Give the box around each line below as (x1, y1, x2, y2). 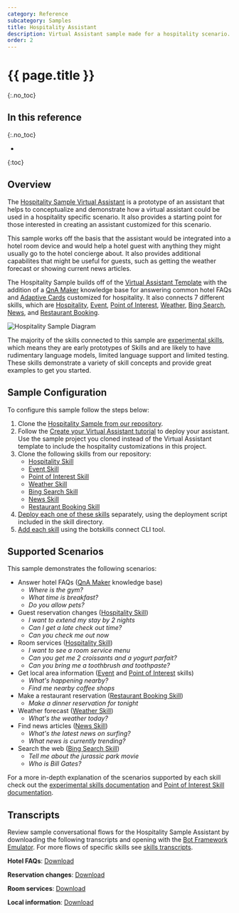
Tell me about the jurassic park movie (28, 752, 139, 761)
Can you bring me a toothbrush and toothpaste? (28, 661, 171, 670)
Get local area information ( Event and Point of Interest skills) (17, 669, 194, 678)
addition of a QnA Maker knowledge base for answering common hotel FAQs (7, 285, 232, 294)
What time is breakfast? (28, 593, 99, 602)
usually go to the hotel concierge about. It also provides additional (7, 249, 201, 257)
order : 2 (7, 37, 33, 44)
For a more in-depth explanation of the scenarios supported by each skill (7, 773, 221, 782)
